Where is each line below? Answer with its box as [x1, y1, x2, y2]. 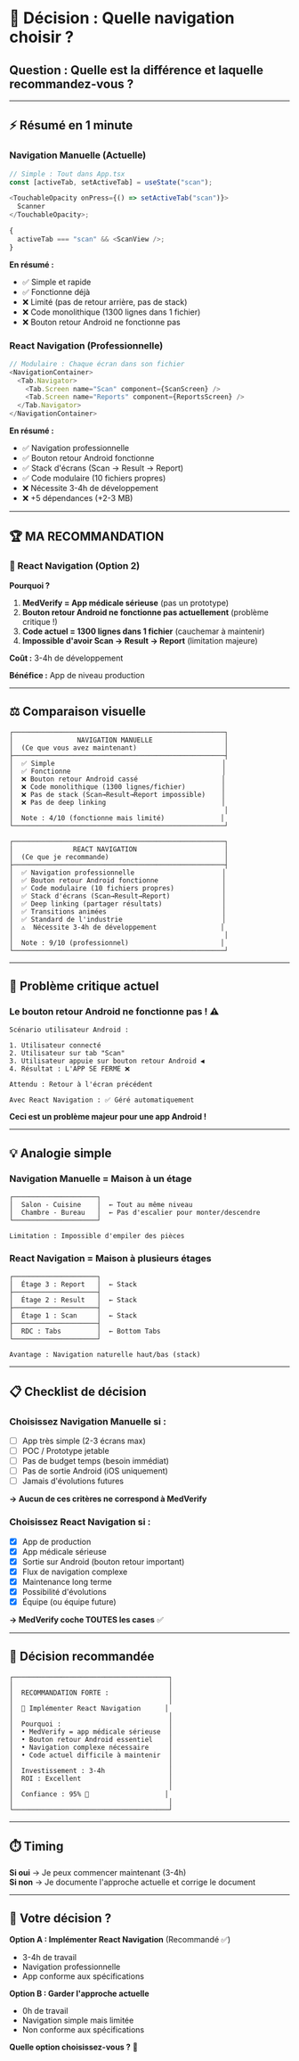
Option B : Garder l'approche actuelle [9, 1988, 149, 1999]
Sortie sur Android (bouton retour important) [21, 1556, 185, 1567]
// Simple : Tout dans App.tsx [9, 169, 125, 178]
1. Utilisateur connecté [9, 1041, 101, 1050]
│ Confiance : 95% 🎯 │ [9, 1789, 169, 1799]
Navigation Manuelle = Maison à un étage [9, 1172, 193, 1185]
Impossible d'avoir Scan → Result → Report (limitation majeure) [21, 635, 258, 645]
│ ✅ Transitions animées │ [9, 907, 227, 916]
